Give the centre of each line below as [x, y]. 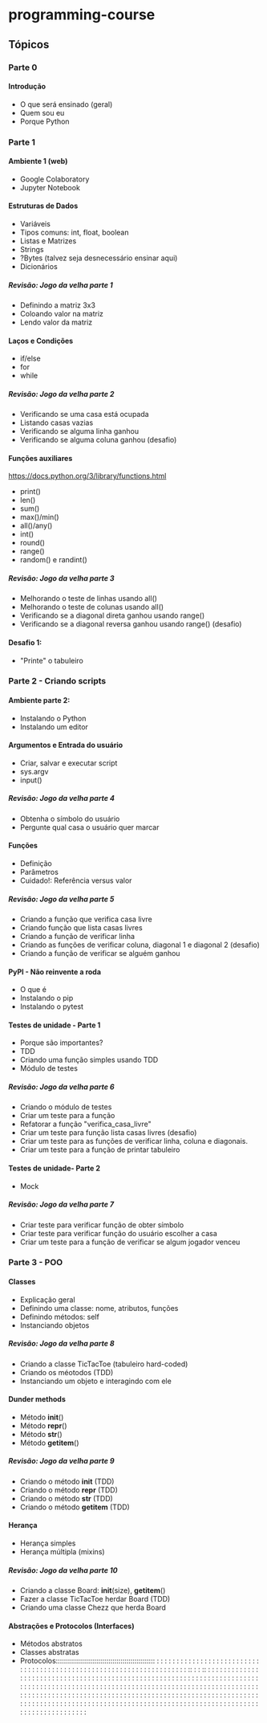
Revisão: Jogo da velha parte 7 [61, 1204]
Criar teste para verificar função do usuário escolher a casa [119, 1233]
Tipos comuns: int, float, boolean [74, 233]
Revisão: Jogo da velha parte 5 [61, 899]
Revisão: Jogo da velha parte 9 [61, 1461]
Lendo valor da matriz [56, 322]
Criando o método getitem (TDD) [75, 1507]
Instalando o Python [53, 718]
